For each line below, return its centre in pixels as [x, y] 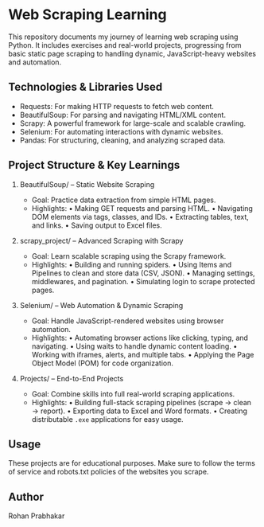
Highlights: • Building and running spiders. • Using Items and [132, 264]
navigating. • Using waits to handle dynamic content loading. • [134, 346]
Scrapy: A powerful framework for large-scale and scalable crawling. [133, 123]
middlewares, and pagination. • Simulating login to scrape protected [143, 281]
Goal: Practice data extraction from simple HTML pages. [124, 200]
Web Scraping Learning [87, 15]
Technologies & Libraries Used [85, 87]
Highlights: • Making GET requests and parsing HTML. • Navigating [142, 208]
